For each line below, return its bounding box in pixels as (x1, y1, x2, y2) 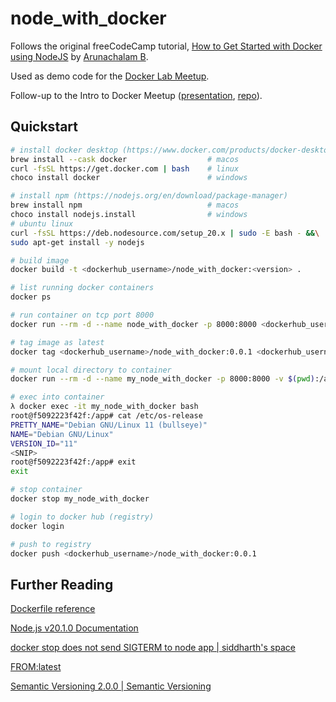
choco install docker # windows (10, 173, 248, 183)
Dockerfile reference (10, 603, 96, 615)
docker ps (10, 292, 52, 302)
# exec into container (10, 392, 105, 402)
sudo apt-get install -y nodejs (10, 237, 145, 247)
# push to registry (10, 539, 92, 549)
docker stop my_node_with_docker (10, 494, 150, 504)
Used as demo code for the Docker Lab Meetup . (10, 70, 210, 82)
